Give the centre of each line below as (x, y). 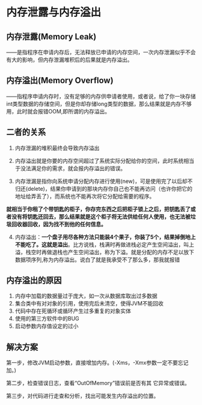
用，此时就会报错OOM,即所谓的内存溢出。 (58, 111)
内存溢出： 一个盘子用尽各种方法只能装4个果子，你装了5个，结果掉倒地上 (105, 237)
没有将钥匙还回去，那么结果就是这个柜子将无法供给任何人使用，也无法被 (101, 216)
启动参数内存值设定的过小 (47, 326)
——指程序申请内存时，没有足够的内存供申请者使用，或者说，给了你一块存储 (101, 96)
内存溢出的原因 (34, 280)
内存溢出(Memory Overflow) (60, 81)
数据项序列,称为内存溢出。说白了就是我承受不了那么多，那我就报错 (97, 260)
